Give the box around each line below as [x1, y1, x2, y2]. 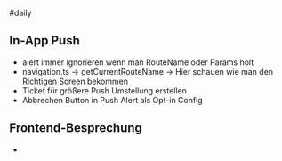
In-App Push [9, 33, 80, 48]
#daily [9, 8, 33, 18]
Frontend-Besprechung [9, 120, 142, 136]
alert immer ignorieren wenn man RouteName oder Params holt [21, 57, 254, 68]
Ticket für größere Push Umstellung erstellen [21, 85, 187, 96]
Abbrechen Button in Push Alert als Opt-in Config [21, 94, 203, 105]
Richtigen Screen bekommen [21, 76, 129, 86]
